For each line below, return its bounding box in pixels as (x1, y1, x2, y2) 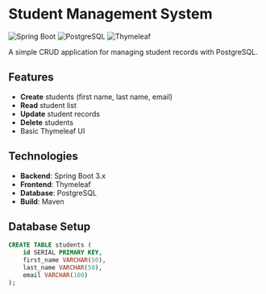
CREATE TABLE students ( (8, 241, 92, 250)
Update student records (19, 109, 101, 118)
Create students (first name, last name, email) (19, 92, 173, 101)
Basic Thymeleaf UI (19, 126, 85, 135)
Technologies (8, 150, 79, 164)
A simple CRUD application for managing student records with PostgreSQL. (8, 47, 258, 56)
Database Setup (8, 219, 91, 234)
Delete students (19, 118, 74, 127)
